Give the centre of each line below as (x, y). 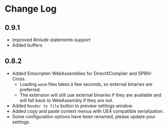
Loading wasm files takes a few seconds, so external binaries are (86, 84)
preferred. (30, 89)
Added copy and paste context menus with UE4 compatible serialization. (88, 111)
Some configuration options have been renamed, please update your (84, 116)
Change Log (31, 9)
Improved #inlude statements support (51, 40)
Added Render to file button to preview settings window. (73, 106)
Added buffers (27, 45)
